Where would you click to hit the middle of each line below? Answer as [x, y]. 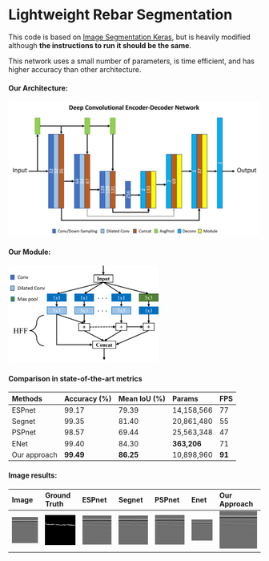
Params [185, 398]
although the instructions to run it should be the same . [100, 45]
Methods [27, 398]
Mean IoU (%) [142, 398]
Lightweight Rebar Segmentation [120, 15]
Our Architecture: [38, 88]
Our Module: [30, 252]
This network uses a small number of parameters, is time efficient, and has [131, 61]
